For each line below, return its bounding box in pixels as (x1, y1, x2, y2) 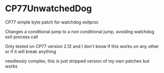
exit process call (5, 34, 38, 40)
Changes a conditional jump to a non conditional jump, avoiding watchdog (5, 28, 155, 34)
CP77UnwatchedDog (5, 3, 92, 14)
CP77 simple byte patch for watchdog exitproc (5, 19, 99, 25)
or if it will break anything (5, 49, 56, 54)
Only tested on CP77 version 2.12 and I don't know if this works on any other (5, 43, 159, 49)
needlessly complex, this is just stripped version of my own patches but (5, 58, 150, 64)
